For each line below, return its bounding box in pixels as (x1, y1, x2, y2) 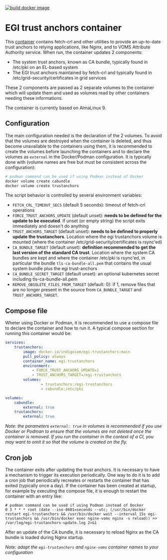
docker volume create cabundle (5, 179, 70, 184)
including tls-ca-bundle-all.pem (12, 276, 78, 282)
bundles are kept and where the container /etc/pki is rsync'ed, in (12, 255, 146, 261)
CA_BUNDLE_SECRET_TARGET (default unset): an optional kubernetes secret (12, 271, 160, 277)
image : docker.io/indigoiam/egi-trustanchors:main (23, 349, 131, 354)
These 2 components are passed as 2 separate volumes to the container (5, 84, 155, 90)
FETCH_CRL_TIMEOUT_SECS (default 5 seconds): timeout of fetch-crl (12, 202, 146, 208)
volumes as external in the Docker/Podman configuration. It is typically (5, 154, 152, 160)
